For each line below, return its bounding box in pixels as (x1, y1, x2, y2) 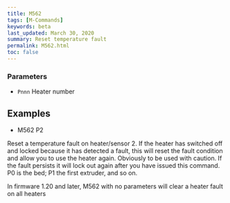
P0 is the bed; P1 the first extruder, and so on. (7, 168, 138, 177)
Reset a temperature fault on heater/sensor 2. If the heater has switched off (7, 139, 223, 148)
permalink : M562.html (7, 42, 70, 49)
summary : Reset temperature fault (7, 36, 107, 43)
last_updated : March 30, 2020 (7, 29, 95, 37)
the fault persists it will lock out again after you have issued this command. (7, 161, 220, 170)
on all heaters (7, 189, 46, 197)
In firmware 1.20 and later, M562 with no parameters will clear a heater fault (7, 182, 223, 191)
